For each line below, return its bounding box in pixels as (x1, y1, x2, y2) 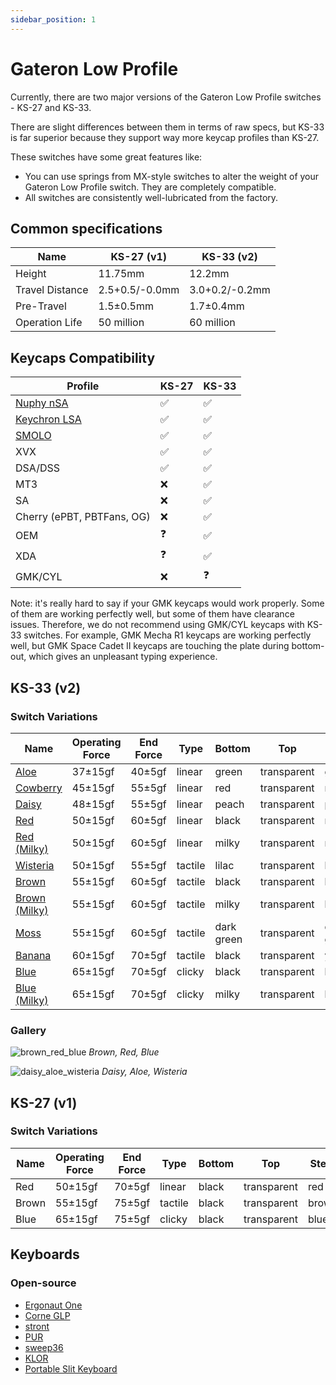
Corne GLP (24, 1309, 71, 1321)
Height (15, 267, 47, 281)
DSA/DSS (15, 461, 61, 475)
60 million (189, 316, 236, 330)
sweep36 (24, 1341, 64, 1353)
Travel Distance (15, 283, 89, 297)
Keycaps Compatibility (10, 349, 156, 366)
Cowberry (15, 781, 63, 795)
